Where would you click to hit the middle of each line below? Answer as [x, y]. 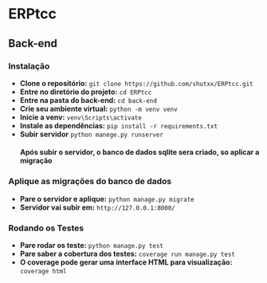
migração [36, 161]
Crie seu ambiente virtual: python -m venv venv [98, 108]
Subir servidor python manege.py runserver [91, 134]
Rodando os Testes [46, 228]
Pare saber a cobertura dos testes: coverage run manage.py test [128, 254]
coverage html [43, 272]
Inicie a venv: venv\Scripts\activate [80, 117]
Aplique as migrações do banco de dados [90, 182]
